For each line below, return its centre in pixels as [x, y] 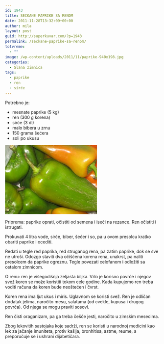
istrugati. [14, 227]
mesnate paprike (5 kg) [36, 112]
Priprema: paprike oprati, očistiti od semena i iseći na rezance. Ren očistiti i [81, 222]
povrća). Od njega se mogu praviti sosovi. [47, 307]
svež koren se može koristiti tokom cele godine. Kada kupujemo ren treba [79, 282]
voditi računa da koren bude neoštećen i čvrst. [52, 287]
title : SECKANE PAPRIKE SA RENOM [39, 15]
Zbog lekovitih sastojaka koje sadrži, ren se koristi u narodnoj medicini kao [80, 326]
